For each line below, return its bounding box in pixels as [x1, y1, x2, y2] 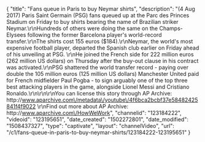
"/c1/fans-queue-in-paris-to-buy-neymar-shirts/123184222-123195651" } [6, 129, 191, 136]
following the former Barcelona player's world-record [27, 31, 162, 39]
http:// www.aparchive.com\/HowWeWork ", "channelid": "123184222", [6, 110, 182, 116]
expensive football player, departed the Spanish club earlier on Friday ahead [6, 44, 199, 51]
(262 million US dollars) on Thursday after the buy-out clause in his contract [6, 58, 199, 64]
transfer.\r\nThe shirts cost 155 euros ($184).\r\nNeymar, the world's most [6, 38, 193, 45]
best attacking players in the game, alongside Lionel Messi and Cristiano [6, 83, 190, 91]
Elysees [6, 31, 26, 39]
